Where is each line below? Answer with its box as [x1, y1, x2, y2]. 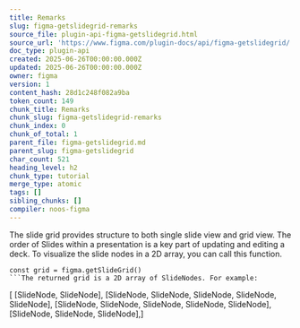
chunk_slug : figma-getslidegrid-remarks [9, 113, 163, 122]
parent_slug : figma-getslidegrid [9, 146, 134, 155]
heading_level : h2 [9, 163, 78, 172]
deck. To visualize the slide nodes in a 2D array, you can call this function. [9, 248, 282, 259]
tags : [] [9, 188, 42, 197]
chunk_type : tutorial [9, 171, 90, 180]
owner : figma [9, 72, 58, 81]
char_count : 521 [9, 154, 70, 164]
